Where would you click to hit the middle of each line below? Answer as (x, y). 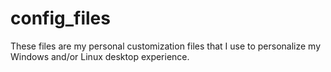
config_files (60, 18)
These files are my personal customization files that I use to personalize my (166, 46)
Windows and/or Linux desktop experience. (100, 56)
